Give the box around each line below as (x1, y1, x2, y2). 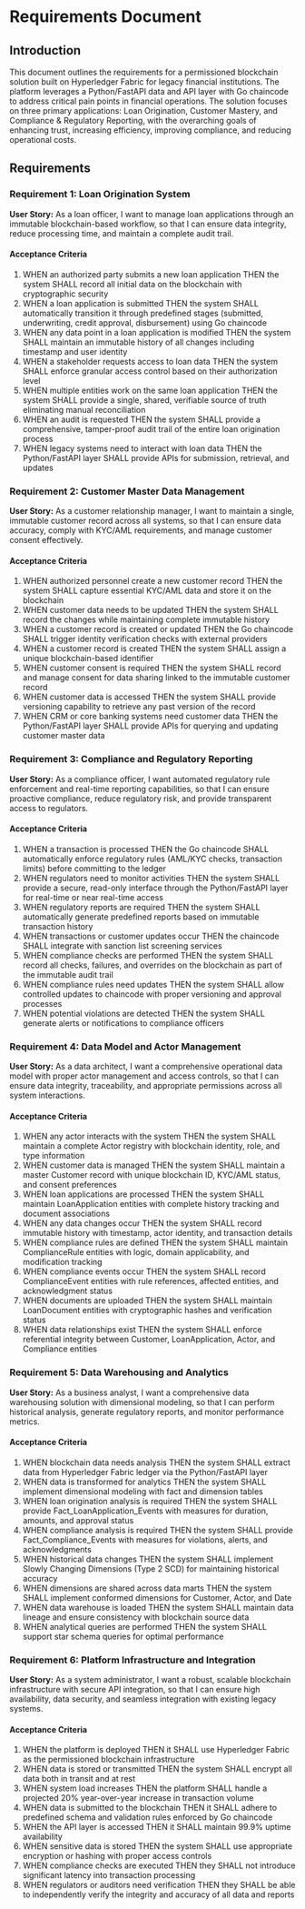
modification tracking (22, 1257, 103, 1268)
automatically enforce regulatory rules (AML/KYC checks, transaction (22, 853, 283, 864)
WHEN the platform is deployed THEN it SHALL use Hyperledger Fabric (22, 1744, 290, 1755)
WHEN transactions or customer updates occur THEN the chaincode (22, 930, 280, 941)
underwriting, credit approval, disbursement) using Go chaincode (22, 316, 268, 328)
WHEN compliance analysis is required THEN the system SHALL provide (22, 1524, 293, 1535)
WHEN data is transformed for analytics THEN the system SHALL (22, 1476, 267, 1487)
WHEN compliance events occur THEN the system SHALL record (22, 1266, 266, 1277)
